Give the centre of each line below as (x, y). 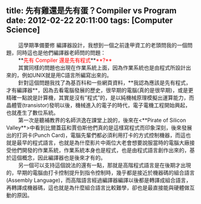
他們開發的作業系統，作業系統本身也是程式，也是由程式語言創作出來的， (100, 150)
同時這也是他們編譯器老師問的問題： (61, 52)
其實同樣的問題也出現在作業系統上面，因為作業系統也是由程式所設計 (102, 67)
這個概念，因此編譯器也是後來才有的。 (58, 157)
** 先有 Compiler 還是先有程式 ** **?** (65, 60)
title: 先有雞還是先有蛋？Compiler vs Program (92, 11)
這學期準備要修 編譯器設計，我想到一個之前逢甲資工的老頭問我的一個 (103, 45)
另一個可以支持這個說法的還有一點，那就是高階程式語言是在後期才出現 (105, 165)
